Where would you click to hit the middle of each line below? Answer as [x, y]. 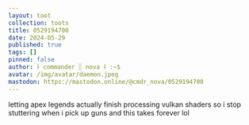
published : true [35, 45]
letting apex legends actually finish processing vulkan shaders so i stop [125, 104]
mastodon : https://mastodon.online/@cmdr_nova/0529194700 [106, 81]
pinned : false [32, 60]
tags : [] [23, 52]
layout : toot [30, 15]
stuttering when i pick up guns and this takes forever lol [99, 112]
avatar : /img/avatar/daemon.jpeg [63, 74]
